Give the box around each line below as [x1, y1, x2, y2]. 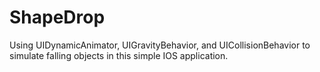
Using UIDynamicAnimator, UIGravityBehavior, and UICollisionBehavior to [9, 39, 311, 51]
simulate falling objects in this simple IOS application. [9, 49, 229, 61]
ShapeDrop [9, 6, 106, 29]
